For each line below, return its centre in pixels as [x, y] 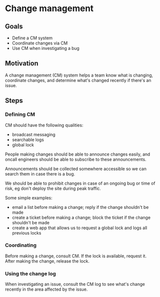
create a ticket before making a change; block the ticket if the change [81, 217]
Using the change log [31, 273]
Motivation [22, 63]
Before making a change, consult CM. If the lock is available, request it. [76, 256]
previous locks [27, 233]
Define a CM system [32, 38]
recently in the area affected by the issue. [46, 289]
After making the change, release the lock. [47, 261]
